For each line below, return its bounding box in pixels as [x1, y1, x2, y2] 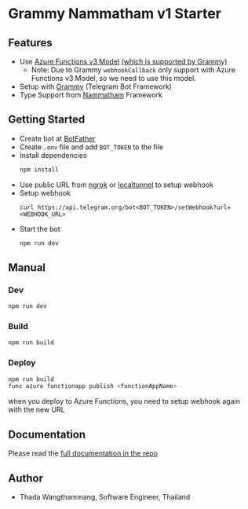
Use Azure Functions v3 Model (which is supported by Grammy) [19, 57, 228, 66]
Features [8, 36, 53, 49]
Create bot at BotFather [19, 134, 96, 143]
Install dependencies [19, 150, 88, 159]
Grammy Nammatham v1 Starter [8, 5, 222, 23]
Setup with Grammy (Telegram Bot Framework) [19, 82, 173, 91]
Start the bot [19, 224, 60, 233]
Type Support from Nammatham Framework [19, 90, 162, 99]
